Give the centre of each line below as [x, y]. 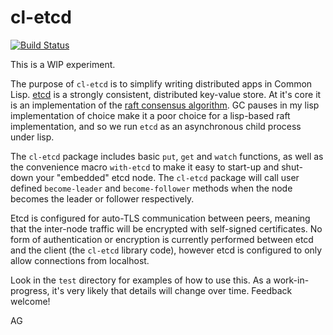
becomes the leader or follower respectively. [102, 198]
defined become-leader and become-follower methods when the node [151, 188]
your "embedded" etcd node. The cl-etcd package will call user [167, 177]
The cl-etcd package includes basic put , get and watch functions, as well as [167, 156]
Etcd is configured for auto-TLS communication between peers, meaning [160, 218]
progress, [30, 290]
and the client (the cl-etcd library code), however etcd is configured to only [166, 250]
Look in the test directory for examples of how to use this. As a [141, 280]
